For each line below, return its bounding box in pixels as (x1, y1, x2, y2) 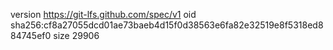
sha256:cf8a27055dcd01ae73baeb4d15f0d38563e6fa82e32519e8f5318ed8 (10, 19, 324, 31)
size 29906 (53, 30, 100, 41)
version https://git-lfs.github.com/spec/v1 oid (10, 9, 197, 20)
